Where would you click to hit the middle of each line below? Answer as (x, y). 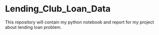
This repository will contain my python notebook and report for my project (79, 22)
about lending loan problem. (34, 27)
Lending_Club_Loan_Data (58, 9)
